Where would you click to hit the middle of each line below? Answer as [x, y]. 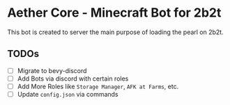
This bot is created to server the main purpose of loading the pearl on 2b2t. [116, 32]
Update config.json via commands [68, 94]
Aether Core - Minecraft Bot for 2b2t [114, 13]
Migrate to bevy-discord [52, 70]
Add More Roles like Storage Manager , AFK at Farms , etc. [98, 86]
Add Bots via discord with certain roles [73, 79]
